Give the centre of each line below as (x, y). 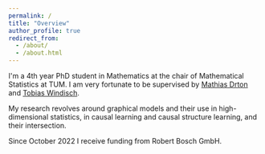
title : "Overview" (39, 23)
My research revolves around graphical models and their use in (113, 108)
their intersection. (37, 126)
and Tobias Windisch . (44, 93)
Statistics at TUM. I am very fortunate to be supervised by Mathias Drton (128, 84)
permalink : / (30, 16)
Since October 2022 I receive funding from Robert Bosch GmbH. (115, 141)
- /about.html (39, 53)
